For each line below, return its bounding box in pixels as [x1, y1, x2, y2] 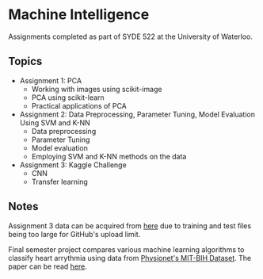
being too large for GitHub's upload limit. [8, 229, 141, 239]
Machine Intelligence [8, 6, 150, 24]
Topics [8, 55, 43, 68]
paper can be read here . [8, 262, 87, 271]
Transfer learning [31, 177, 89, 186]
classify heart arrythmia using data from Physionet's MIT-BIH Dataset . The [8, 253, 252, 262]
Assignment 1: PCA [19, 75, 82, 85]
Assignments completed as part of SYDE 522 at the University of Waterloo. [8, 32, 253, 41]
